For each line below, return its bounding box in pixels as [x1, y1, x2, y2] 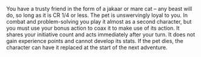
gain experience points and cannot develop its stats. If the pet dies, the [6, 38, 183, 44]
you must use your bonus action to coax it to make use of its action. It [6, 24, 180, 32]
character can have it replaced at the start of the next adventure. [6, 44, 168, 51]
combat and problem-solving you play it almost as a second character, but [6, 18, 192, 25]
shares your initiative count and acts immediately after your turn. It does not [6, 31, 196, 38]
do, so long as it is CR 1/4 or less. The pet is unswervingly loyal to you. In [6, 12, 188, 19]
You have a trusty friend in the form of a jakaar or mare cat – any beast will [6, 5, 193, 12]
